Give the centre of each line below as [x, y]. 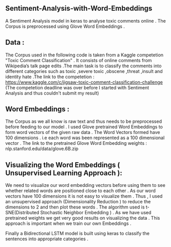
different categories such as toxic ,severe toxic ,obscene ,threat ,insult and [84, 71]
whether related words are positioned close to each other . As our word [81, 191]
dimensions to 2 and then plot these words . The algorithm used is [75, 207]
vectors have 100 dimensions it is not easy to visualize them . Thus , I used [84, 196]
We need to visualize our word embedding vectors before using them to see [85, 185]
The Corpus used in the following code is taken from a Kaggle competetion [84, 55]
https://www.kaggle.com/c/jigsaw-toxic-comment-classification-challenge [84, 82]
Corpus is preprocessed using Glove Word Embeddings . [65, 26]
